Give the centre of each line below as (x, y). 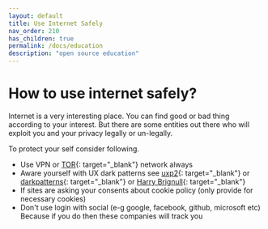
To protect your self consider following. (74, 148)
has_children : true (41, 38)
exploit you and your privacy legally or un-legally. (91, 133)
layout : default (36, 16)
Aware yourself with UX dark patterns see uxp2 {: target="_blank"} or (135, 173)
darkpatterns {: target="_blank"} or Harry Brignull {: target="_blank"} (133, 181)
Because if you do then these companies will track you (111, 216)
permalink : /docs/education (56, 46)
